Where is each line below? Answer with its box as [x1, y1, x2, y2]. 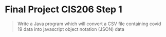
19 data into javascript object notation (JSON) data [17, 26, 124, 32]
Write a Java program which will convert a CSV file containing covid [17, 21, 161, 27]
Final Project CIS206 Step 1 [5, 4, 123, 15]
